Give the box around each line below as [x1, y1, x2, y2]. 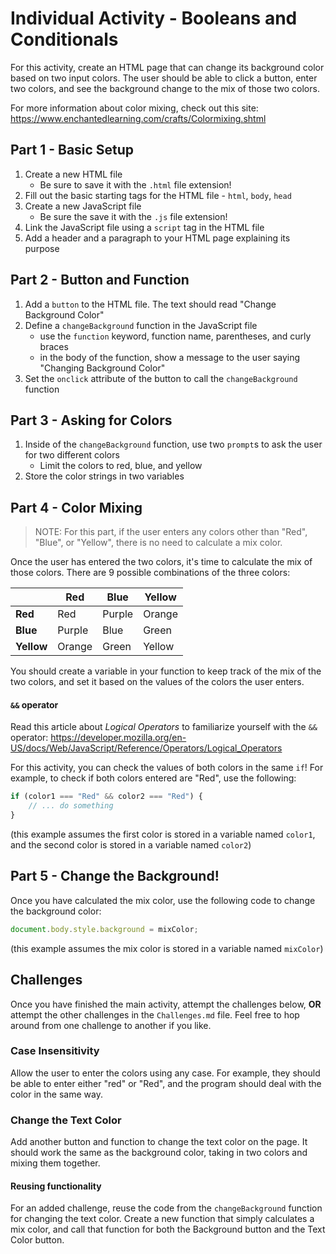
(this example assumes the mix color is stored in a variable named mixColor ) [10, 942, 324, 954]
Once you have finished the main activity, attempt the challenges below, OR [10, 998, 322, 1010]
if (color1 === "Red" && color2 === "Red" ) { [10, 792, 203, 802]
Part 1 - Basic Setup [10, 142, 135, 159]
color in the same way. [10, 1088, 103, 1100]
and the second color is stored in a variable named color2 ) [10, 839, 252, 851]
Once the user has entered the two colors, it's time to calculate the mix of [10, 556, 313, 568]
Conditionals [10, 28, 119, 51]
